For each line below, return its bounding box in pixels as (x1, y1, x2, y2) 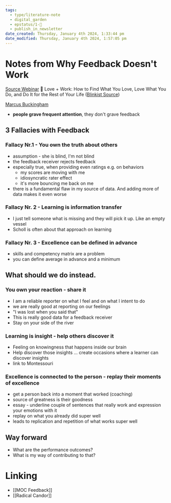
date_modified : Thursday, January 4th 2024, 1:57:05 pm (5, 36, 127, 41)
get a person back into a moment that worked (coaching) (12, 391, 133, 397)
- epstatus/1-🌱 (10, 21, 42, 27)
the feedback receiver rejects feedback (12, 158, 96, 164)
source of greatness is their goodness (12, 397, 93, 403)
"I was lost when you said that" (12, 309, 78, 315)
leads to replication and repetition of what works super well (12, 418, 138, 425)
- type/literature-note (10, 12, 60, 17)
